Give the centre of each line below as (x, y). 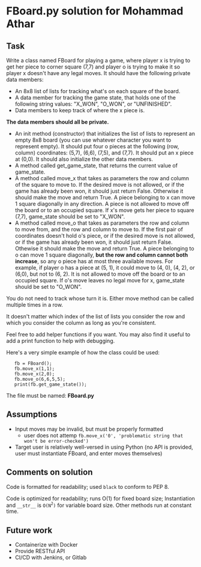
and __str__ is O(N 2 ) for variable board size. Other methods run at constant (99, 505)
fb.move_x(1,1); (34, 369)
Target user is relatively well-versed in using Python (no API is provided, (104, 447)
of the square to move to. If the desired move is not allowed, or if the (100, 185)
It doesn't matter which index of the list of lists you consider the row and (95, 316)
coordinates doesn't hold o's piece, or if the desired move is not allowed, (105, 236)
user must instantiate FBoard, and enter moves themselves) (88, 453)
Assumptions (32, 415)
